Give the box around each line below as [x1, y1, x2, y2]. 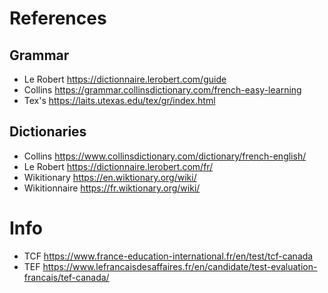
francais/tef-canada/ [23, 271, 110, 283]
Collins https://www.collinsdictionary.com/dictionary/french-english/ [23, 150, 307, 162]
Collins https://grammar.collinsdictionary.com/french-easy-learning [23, 84, 302, 96]
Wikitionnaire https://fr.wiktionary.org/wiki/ [23, 182, 201, 194]
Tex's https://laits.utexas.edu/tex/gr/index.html [23, 95, 216, 106]
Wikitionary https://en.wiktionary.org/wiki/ [23, 171, 197, 183]
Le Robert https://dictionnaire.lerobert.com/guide [23, 73, 227, 85]
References [9, 7, 107, 30]
